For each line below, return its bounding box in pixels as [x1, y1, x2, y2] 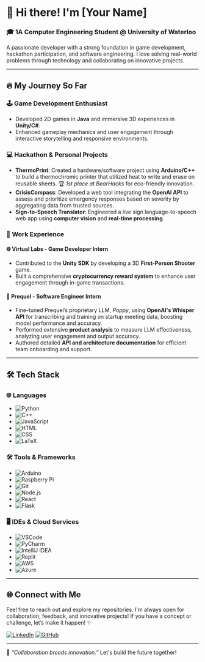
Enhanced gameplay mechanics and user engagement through [15, 128, 174, 136]
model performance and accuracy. [15, 319, 103, 327]
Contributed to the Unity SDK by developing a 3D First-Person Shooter [15, 259, 195, 267]
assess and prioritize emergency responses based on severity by [15, 195, 179, 203]
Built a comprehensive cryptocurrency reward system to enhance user [15, 272, 196, 280]
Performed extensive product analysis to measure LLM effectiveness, [15, 325, 192, 333]
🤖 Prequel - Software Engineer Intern [6, 293, 102, 300]
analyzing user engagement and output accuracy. [15, 332, 140, 340]
